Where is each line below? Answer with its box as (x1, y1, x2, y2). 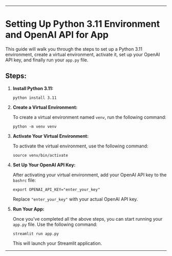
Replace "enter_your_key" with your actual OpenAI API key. (12, 196, 138, 202)
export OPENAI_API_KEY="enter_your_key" (12, 187, 100, 192)
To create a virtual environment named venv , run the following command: (12, 114, 166, 120)
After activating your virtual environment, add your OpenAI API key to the (12, 172, 167, 178)
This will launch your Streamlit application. (12, 240, 102, 246)
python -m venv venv (12, 124, 57, 129)
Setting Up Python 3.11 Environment (5, 18, 160, 30)
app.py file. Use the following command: (12, 221, 98, 227)
